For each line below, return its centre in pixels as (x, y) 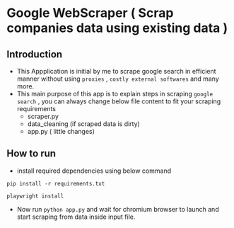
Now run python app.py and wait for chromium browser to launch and (118, 209)
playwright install (35, 196)
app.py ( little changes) (61, 131)
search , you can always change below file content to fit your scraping (119, 101)
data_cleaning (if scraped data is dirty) (84, 124)
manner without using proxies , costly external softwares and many (118, 79)
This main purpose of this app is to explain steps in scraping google (115, 94)
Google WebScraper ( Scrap (90, 13)
